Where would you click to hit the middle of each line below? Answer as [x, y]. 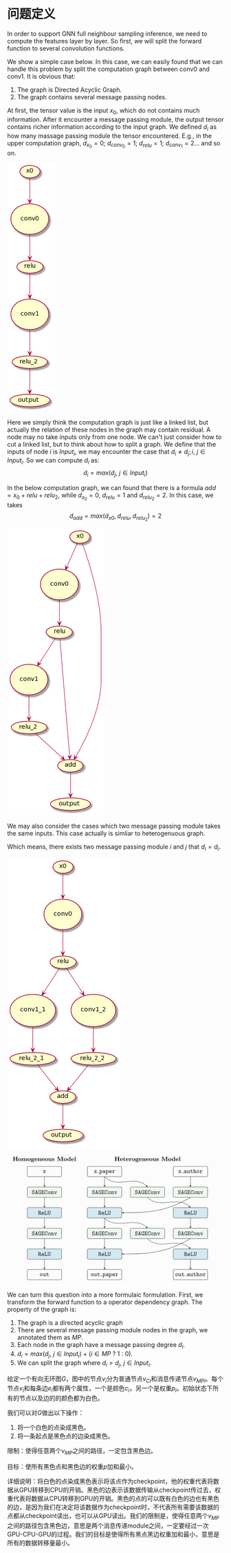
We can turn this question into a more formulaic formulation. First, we [105, 1295]
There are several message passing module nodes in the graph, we [112, 1330]
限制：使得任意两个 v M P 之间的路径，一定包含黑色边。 [82, 1452]
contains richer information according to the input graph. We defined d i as [112, 127]
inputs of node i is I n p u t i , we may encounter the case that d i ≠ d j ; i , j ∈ [107, 452]
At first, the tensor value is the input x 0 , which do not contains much [104, 111]
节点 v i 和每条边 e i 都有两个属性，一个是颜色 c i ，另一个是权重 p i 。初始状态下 [110, 1389]
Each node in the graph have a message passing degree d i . [101, 1346]
